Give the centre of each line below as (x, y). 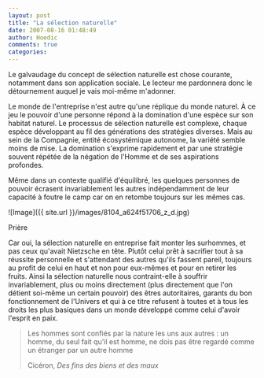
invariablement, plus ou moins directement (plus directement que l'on (121, 285)
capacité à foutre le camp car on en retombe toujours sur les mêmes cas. (127, 197)
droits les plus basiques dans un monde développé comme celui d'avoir (124, 309)
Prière (18, 228)
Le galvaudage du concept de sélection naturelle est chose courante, (121, 74)
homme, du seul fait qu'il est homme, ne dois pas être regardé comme (141, 342)
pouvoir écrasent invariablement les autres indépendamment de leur (119, 189)
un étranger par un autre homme (80, 350)
